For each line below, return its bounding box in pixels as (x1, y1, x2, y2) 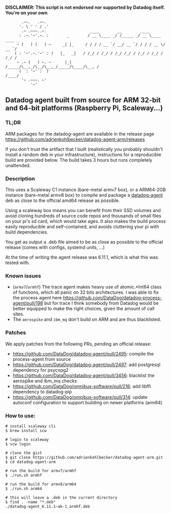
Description (5, 175, 35, 182)
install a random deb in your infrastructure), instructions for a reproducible (5, 151, 162, 158)
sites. (12, 311, 25, 317)
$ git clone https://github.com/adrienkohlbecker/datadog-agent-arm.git (5, 455, 163, 460)
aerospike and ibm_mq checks (12, 377, 78, 384)
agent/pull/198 (12, 300, 43, 306)
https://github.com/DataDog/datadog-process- (63, 295, 162, 301)
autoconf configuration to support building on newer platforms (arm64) (12, 399, 162, 405)
